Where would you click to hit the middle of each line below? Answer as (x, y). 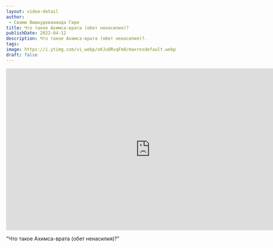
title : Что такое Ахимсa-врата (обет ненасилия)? (68, 28)
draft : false (22, 55)
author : (15, 17)
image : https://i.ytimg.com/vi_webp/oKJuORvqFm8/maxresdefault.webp (91, 50)
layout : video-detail (32, 11)
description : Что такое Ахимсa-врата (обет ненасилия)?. (77, 39)
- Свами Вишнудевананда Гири (44, 22)
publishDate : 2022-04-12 (36, 33)
